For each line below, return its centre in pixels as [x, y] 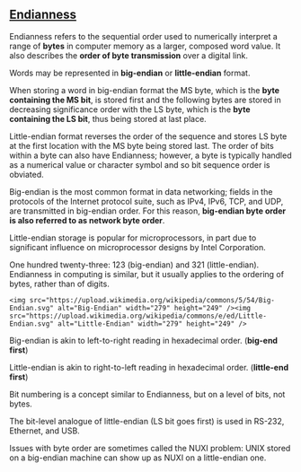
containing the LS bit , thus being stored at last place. [108, 118]
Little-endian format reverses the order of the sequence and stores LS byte [148, 136]
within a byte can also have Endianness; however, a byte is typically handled [150, 155]
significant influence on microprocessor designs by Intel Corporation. [138, 247]
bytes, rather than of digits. [59, 284]
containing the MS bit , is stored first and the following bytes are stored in [145, 100]
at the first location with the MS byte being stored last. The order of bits [142, 145]
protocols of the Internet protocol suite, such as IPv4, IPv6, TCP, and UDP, [146, 201]
